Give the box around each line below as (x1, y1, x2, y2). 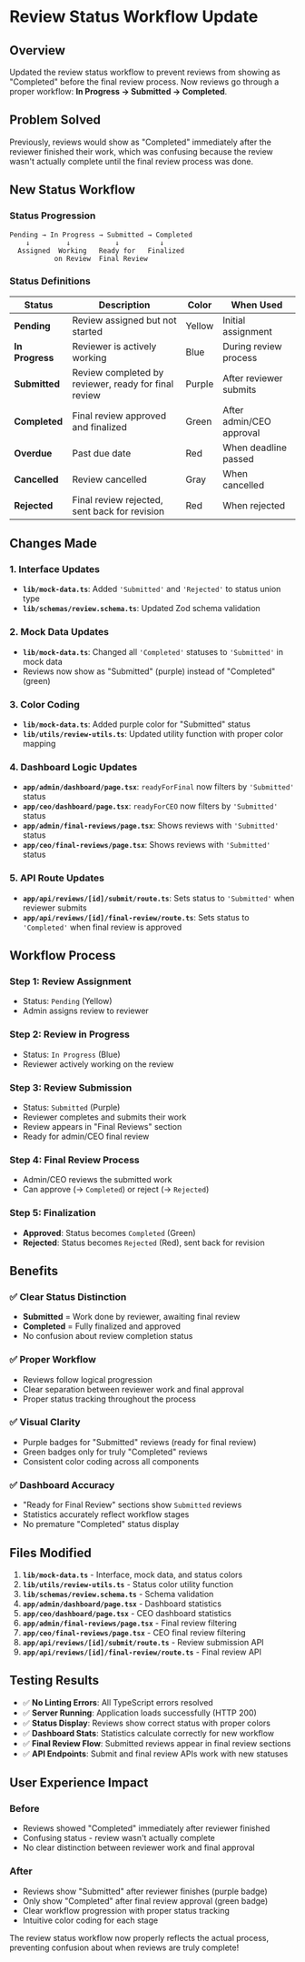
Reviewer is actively (72, 339, 157, 352)
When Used (231, 298, 283, 311)
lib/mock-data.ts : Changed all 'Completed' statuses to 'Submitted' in (22, 646, 284, 657)
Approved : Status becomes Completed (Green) (22, 1227, 197, 1238)
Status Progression (9, 209, 96, 222)
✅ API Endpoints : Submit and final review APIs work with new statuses (22, 1748, 289, 1759)
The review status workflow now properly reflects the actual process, (9, 1932, 270, 1943)
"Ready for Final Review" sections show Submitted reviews (22, 1499, 242, 1511)
